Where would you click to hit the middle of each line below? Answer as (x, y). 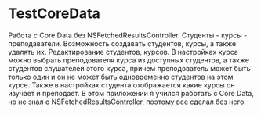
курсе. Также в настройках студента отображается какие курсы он (121, 85)
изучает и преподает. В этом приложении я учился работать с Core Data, (131, 93)
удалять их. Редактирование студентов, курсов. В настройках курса (123, 52)
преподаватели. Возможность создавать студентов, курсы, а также (122, 43)
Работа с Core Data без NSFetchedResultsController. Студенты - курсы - (128, 35)
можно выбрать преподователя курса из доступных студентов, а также (129, 60)
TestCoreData (54, 14)
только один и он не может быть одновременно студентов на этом (121, 77)
